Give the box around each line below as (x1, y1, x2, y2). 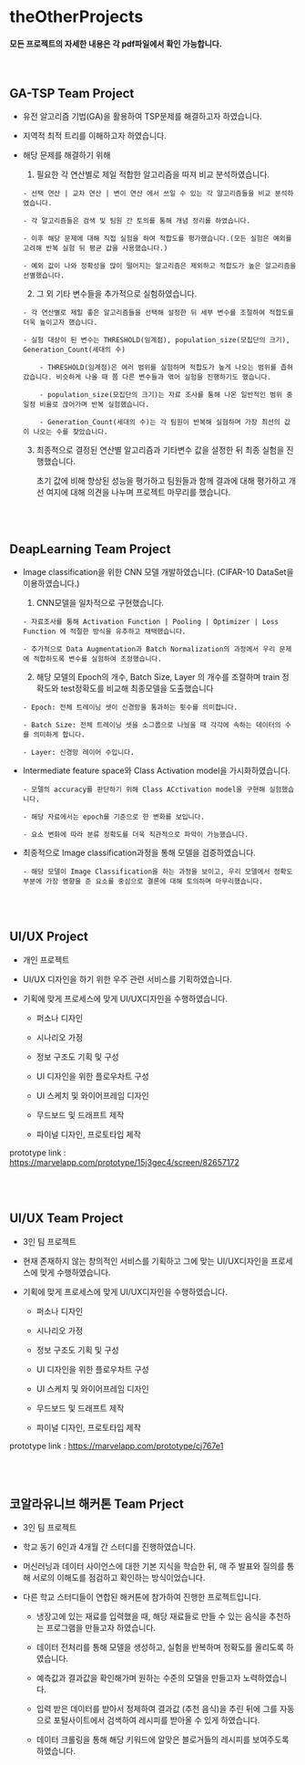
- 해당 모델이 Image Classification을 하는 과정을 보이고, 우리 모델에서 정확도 (22, 867, 293, 877)
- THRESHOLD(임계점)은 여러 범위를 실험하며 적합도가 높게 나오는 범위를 (39, 363, 278, 372)
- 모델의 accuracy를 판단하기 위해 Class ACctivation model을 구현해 (22, 785, 266, 795)
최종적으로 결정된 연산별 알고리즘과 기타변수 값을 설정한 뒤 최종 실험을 (36, 444, 285, 455)
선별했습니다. (22, 271, 66, 280)
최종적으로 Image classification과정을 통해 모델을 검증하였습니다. (22, 847, 257, 859)
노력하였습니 (242, 1673, 288, 1684)
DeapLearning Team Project (9, 541, 171, 557)
